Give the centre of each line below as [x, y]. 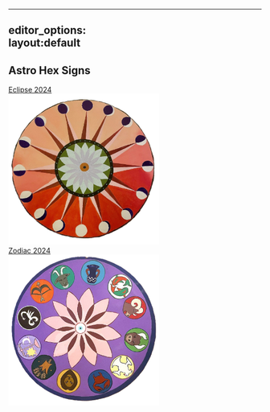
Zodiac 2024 [29, 251]
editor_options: [47, 30]
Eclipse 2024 [30, 90]
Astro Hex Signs [49, 70]
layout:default [45, 43]
